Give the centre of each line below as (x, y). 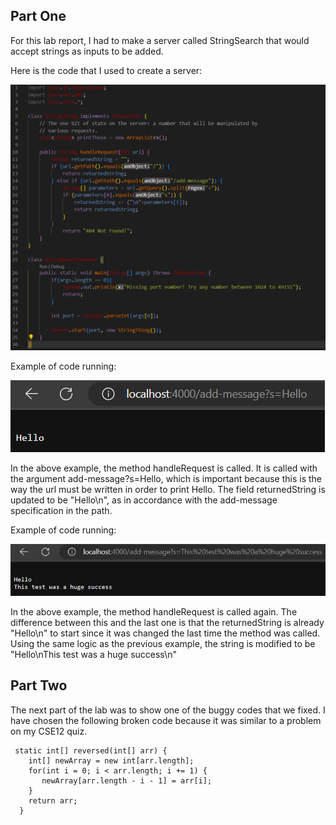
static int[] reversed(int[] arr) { (91, 750)
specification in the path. (61, 511)
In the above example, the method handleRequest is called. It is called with (164, 468)
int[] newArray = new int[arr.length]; (111, 760)
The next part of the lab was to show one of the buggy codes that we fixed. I (168, 710)
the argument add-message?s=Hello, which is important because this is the (166, 479)
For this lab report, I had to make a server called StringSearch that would (160, 40)
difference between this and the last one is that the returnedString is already (167, 622)
